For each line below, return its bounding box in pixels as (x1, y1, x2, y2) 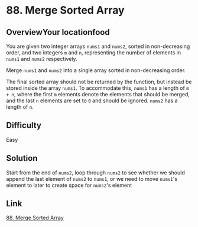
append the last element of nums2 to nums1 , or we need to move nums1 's (6, 175, 178, 182)
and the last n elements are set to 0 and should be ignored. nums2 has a (6, 97, 178, 104)
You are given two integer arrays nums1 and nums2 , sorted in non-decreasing (6, 43, 190, 50)
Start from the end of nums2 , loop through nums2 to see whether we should (6, 169, 185, 176)
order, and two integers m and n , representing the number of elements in (6, 49, 181, 56)
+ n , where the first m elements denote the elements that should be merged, (6, 91, 190, 98)
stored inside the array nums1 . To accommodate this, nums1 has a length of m (6, 85, 189, 92)
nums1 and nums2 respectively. (6, 56, 77, 62)
